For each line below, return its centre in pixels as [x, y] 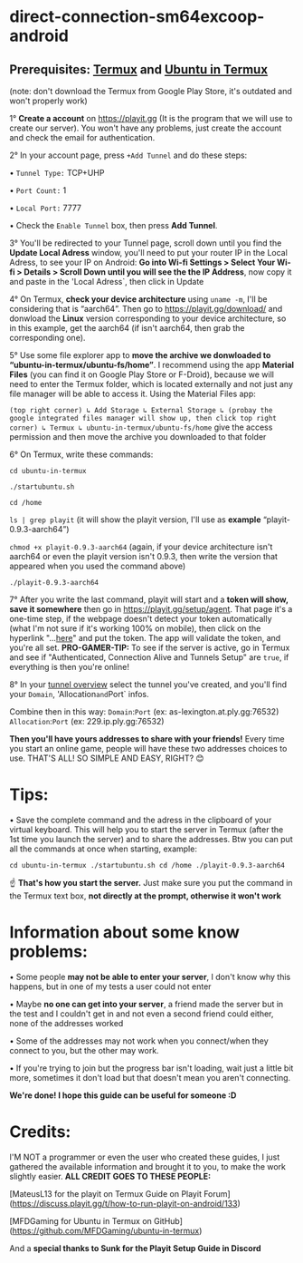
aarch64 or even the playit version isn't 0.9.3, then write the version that [144, 556]
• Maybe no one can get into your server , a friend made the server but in [147, 1004]
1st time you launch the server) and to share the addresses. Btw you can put [151, 839]
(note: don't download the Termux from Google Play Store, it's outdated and [151, 91]
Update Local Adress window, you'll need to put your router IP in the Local [148, 253]
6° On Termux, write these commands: [81, 454]
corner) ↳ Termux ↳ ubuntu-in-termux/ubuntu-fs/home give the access [141, 427]
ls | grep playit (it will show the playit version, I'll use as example [135, 520]
